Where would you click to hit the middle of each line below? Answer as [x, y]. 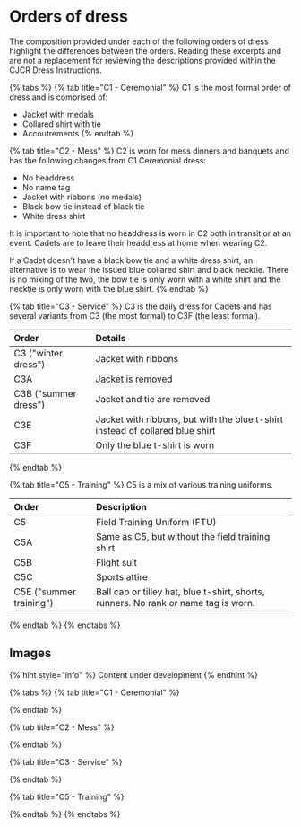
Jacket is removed [134, 379]
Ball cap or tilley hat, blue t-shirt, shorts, [180, 592]
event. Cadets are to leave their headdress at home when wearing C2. [138, 242]
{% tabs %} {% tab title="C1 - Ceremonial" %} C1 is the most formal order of [150, 87]
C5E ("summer [45, 592]
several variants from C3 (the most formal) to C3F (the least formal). [135, 315]
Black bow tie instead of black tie [83, 206]
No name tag [46, 187]
